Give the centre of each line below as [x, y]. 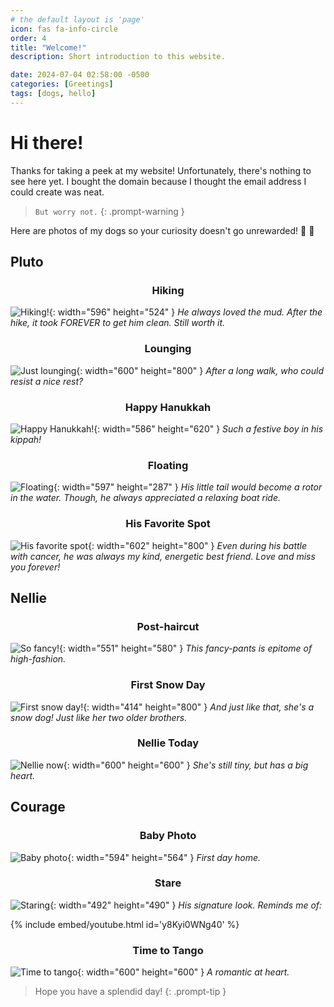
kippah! [26, 439]
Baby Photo [168, 836]
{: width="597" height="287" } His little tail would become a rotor [188, 487]
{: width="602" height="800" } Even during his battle [198, 545]
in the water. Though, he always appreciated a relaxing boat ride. [145, 498]
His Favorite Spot [168, 524]
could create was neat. [57, 192]
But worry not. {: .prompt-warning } [109, 211]
